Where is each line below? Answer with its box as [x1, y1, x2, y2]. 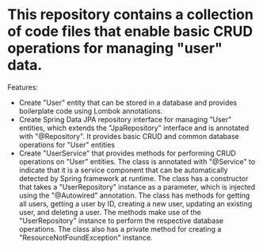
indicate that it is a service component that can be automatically [18, 165, 228, 175]
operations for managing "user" [7, 40, 223, 57]
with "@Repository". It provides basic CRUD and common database [18, 131, 239, 140]
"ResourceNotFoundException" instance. [18, 233, 153, 242]
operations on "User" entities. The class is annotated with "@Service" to [18, 156, 256, 166]
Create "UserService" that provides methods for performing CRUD [18, 148, 237, 158]
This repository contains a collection [7, 6, 254, 24]
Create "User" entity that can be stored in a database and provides [18, 98, 238, 107]
